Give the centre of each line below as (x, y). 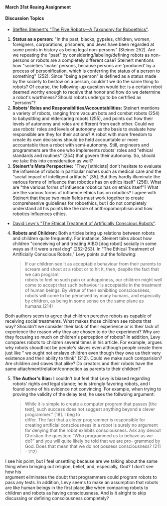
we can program (42, 274)
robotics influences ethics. (40, 214)
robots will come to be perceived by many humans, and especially (93, 295)
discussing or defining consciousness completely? (57, 498)
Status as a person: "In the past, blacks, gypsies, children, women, (82, 39)
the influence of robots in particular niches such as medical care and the (87, 171)
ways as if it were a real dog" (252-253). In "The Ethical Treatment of (83, 249)
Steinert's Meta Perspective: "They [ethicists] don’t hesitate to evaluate (87, 166)
